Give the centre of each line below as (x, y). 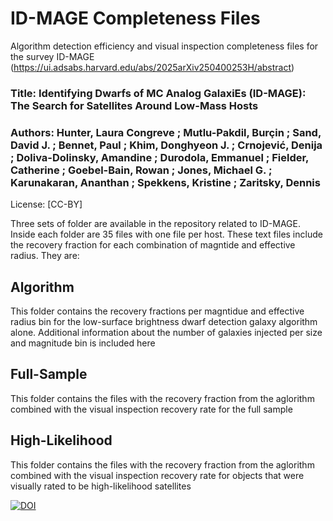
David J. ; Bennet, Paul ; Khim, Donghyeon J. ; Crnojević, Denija (166, 145)
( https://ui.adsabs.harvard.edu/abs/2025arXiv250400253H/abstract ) (152, 67)
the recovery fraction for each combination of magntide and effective (153, 245)
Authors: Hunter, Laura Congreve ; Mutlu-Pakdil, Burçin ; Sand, (166, 132)
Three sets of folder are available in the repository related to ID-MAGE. (155, 224)
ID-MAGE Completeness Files (135, 18)
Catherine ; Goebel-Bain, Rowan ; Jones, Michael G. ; (141, 170)
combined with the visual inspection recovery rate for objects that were (157, 475)
